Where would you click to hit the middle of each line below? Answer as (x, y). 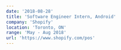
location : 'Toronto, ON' (36, 27)
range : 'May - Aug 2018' (36, 33)
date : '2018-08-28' (30, 11)
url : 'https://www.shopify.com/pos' (51, 38)
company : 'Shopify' (30, 22)
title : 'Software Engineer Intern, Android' (61, 17)
